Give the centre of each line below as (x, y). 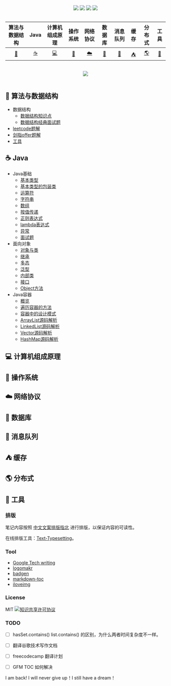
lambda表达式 (35, 224)
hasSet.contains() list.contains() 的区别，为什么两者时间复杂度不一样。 (87, 634)
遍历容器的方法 (36, 307)
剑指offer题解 (27, 135)
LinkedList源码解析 (40, 326)
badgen (21, 574)
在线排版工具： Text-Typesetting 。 (41, 538)
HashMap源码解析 (39, 339)
